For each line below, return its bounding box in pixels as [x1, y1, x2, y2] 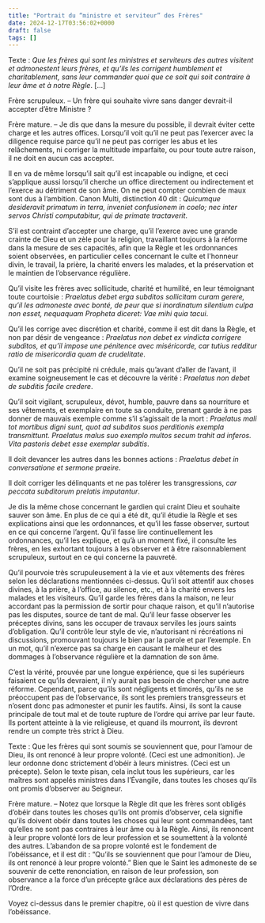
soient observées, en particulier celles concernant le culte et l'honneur [8, 251, 239, 261]
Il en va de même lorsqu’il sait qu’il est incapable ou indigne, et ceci [8, 169, 229, 178]
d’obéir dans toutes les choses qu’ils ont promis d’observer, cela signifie [8, 807, 244, 817]
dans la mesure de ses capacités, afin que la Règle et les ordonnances [8, 243, 238, 253]
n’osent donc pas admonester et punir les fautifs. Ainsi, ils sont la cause [8, 701, 242, 711]
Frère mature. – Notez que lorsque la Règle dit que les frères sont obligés [8, 799, 247, 809]
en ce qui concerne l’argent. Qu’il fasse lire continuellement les [8, 528, 214, 537]
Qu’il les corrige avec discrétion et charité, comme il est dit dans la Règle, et [8, 324, 256, 334]
